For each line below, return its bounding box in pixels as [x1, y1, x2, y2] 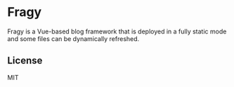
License [7, 55, 43, 67]
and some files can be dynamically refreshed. [7, 34, 140, 42]
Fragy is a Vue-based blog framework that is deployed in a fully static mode [7, 27, 227, 35]
